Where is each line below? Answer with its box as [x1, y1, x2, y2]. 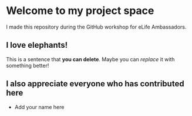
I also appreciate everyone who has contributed [6, 79, 184, 89]
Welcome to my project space [6, 4, 154, 17]
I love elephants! [6, 40, 68, 50]
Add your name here [14, 103, 65, 110]
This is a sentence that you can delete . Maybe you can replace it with [6, 55, 175, 62]
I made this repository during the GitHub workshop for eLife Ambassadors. [6, 23, 187, 30]
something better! [6, 62, 49, 69]
